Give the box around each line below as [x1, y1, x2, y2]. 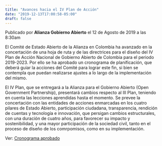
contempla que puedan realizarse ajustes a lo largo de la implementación [5, 70, 152, 76]
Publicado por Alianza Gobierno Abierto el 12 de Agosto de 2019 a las [5, 30, 146, 36]
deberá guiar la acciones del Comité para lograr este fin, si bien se [5, 65, 139, 71]
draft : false [5, 16, 32, 21]
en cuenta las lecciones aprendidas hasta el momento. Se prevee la [5, 95, 141, 101]
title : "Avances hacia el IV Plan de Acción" [5, 7, 99, 12]
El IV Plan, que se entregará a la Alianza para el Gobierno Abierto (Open [5, 85, 149, 91]
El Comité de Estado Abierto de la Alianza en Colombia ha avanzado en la [5, 44, 152, 50]
